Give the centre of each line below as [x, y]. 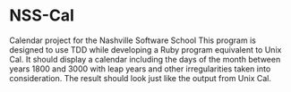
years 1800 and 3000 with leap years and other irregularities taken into [140, 69]
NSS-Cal [42, 16]
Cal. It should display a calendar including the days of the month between [145, 59]
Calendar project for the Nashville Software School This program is [133, 40]
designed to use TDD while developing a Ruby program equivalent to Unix [145, 49]
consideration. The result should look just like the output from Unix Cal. [140, 78]
